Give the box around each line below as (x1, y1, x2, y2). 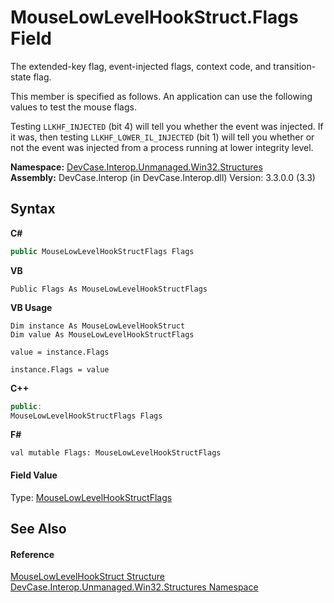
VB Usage (10, 301, 53, 313)
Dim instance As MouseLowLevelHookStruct (10, 321, 186, 331)
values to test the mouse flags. (10, 101, 137, 113)
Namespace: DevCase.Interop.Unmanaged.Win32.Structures (10, 161, 263, 173)
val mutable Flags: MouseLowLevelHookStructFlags (10, 448, 222, 458)
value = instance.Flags (10, 347, 110, 357)
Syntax (10, 201, 56, 218)
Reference (10, 548, 55, 560)
